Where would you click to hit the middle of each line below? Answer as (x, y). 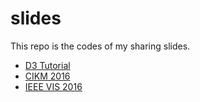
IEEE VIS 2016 (53, 86)
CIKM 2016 (47, 76)
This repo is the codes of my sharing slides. (100, 46)
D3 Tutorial (47, 65)
